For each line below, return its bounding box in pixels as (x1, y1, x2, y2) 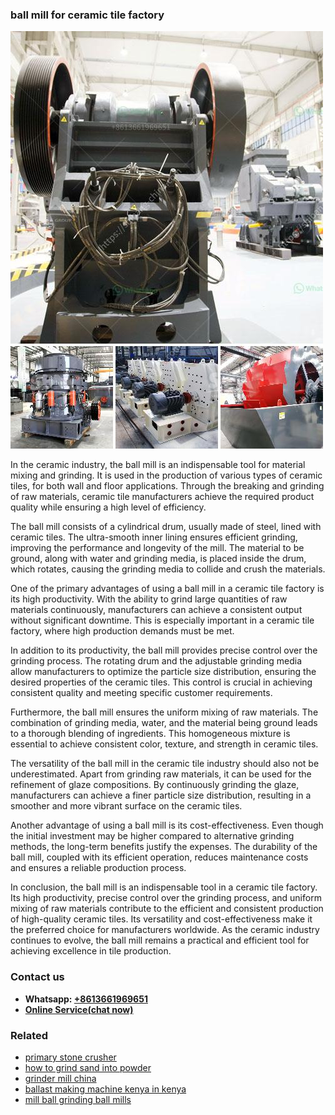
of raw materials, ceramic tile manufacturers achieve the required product (10, 491, 315, 503)
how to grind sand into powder (24, 1061, 152, 1073)
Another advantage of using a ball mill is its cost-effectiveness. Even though (10, 819, 324, 832)
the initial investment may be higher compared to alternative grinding (10, 830, 295, 842)
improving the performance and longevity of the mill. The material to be (10, 542, 305, 554)
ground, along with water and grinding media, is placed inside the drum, (10, 553, 307, 565)
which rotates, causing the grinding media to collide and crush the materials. (10, 563, 326, 575)
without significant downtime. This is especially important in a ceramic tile (10, 614, 315, 627)
